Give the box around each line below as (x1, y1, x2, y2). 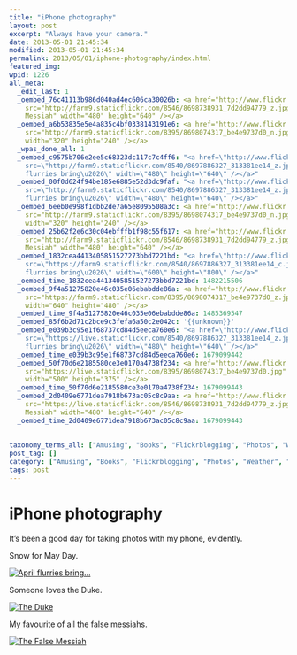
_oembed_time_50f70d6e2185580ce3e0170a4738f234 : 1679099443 (17, 383, 243, 392)
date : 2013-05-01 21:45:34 (9, 37, 109, 47)
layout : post (9, 21, 57, 30)
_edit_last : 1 (17, 87, 69, 96)
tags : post (9, 466, 49, 474)
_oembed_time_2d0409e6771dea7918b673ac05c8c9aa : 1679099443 (17, 416, 243, 425)
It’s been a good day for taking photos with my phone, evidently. (9, 533, 243, 543)
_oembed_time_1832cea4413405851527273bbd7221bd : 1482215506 (17, 276, 243, 285)
